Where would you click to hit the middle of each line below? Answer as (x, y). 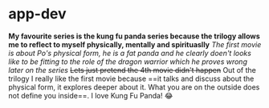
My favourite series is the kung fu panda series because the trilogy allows (134, 36)
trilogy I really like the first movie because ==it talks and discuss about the (131, 78)
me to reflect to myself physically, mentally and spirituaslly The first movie (135, 44)
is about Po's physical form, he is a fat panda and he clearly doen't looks (130, 53)
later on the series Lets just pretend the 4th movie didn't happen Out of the (132, 70)
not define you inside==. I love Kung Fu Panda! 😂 (91, 95)
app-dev (37, 14)
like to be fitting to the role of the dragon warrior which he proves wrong (128, 62)
